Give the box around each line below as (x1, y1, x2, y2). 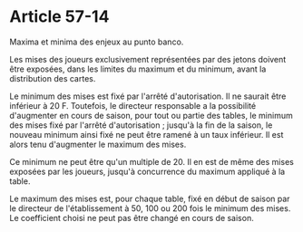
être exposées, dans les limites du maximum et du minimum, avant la (9, 63, 267, 74)
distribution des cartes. (9, 72, 96, 83)
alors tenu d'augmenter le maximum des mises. (9, 139, 187, 150)
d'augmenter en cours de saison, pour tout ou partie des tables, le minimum (9, 110, 293, 121)
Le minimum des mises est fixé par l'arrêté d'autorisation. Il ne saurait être (9, 91, 287, 101)
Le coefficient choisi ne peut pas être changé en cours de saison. (9, 212, 254, 223)
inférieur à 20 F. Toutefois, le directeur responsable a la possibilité (9, 100, 257, 111)
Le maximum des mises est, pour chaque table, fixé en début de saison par (9, 193, 290, 204)
